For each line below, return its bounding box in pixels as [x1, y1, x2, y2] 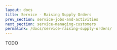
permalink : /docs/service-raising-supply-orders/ [5, 26, 112, 31]
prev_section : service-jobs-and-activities [5, 17, 99, 22]
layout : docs [5, 7, 33, 13]
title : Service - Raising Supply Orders [5, 12, 92, 17]
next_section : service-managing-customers [5, 21, 96, 27]
